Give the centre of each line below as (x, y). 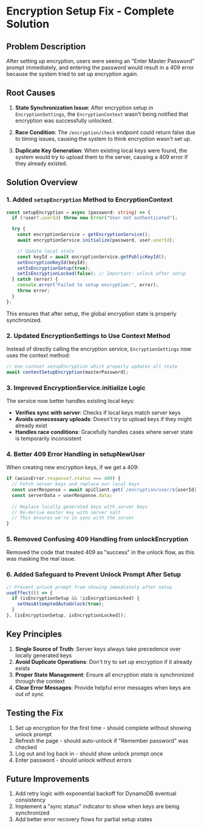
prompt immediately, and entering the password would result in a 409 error (100, 67)
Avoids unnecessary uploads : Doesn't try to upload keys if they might (104, 419)
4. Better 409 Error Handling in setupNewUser (76, 454)
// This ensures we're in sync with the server (73, 518)
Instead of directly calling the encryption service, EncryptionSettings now (99, 349)
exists (22, 668)
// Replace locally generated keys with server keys (80, 507)
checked (26, 747)
